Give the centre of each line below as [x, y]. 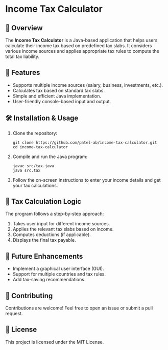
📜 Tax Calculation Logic [43, 201]
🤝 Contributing [29, 296]
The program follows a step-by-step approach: [55, 214]
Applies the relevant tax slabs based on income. [63, 229]
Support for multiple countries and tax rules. [59, 274]
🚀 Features [23, 73]
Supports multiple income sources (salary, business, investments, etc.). [88, 85]
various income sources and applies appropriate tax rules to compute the [82, 51]
